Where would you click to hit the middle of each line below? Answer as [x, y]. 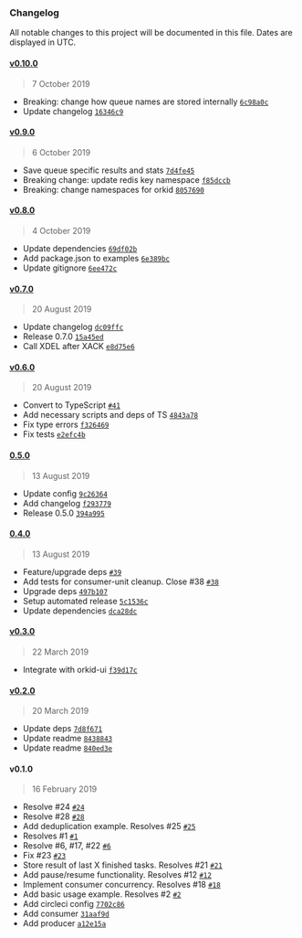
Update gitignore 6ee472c [70, 268]
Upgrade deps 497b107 [65, 591]
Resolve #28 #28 [53, 816]
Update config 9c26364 [65, 493]
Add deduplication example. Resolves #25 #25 [109, 826]
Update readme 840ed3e [68, 748]
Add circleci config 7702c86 [73, 904]
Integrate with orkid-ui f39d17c [80, 669]
